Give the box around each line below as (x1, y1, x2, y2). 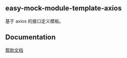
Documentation (5, 33, 56, 42)
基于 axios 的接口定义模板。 (5, 18, 64, 24)
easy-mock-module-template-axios (5, 4, 122, 13)
